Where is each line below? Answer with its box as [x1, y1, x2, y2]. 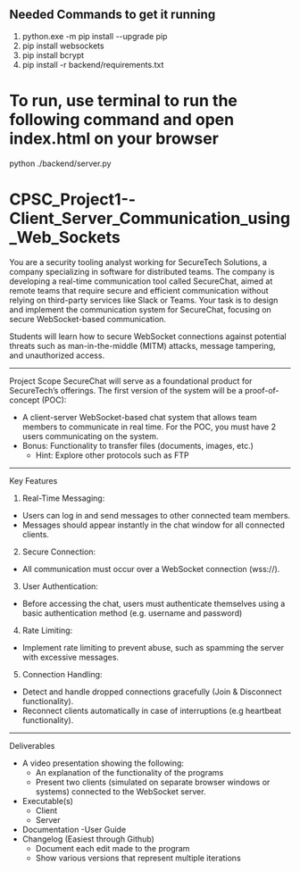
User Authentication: [21, 580, 98, 592]
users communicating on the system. [21, 430, 159, 441]
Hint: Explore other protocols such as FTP [35, 450, 189, 461]
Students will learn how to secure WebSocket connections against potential [9, 330, 287, 342]
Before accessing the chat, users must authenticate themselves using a [21, 598, 286, 609]
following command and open [9, 110, 235, 129]
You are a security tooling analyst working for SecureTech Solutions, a [9, 256, 268, 267]
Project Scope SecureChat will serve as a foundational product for [9, 375, 253, 386]
